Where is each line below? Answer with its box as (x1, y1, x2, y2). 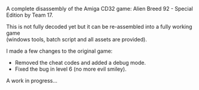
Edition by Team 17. (6, 11, 54, 19)
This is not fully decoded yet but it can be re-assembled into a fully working (6, 23, 192, 30)
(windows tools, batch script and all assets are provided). (6, 36, 148, 43)
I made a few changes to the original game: (6, 47, 113, 55)
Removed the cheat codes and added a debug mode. (14, 59, 146, 66)
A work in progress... (6, 77, 58, 84)
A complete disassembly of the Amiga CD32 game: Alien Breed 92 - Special (6, 5, 193, 12)
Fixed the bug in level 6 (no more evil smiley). (14, 65, 127, 73)
